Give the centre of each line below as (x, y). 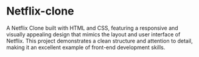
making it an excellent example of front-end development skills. (86, 47)
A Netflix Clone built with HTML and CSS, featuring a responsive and (92, 28)
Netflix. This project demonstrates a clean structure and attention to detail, (100, 41)
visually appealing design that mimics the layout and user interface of (93, 34)
